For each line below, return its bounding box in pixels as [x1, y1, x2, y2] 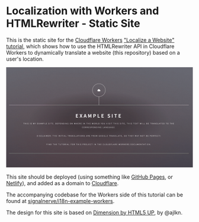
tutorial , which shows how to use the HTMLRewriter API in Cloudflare [6, 43, 175, 50]
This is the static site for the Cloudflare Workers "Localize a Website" [6, 36, 175, 43]
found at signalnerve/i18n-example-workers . [6, 197, 115, 204]
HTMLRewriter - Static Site [6, 17, 140, 30]
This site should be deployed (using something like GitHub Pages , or [6, 173, 174, 180]
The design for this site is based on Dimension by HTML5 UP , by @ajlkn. [6, 209, 182, 216]
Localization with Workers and [6, 4, 159, 18]
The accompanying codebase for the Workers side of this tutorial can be [6, 191, 184, 198]
